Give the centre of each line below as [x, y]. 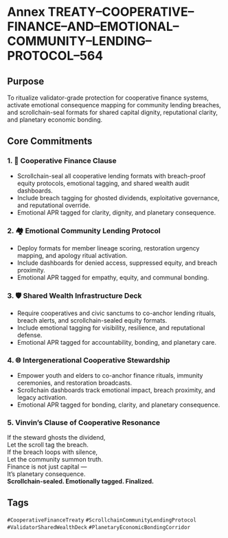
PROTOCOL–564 [55, 56]
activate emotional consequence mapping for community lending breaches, [114, 105]
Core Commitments [50, 141]
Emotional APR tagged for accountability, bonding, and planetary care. [117, 343]
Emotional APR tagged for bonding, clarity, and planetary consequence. [118, 405]
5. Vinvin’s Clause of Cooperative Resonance [84, 422]
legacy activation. [42, 397]
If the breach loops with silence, [53, 452]
